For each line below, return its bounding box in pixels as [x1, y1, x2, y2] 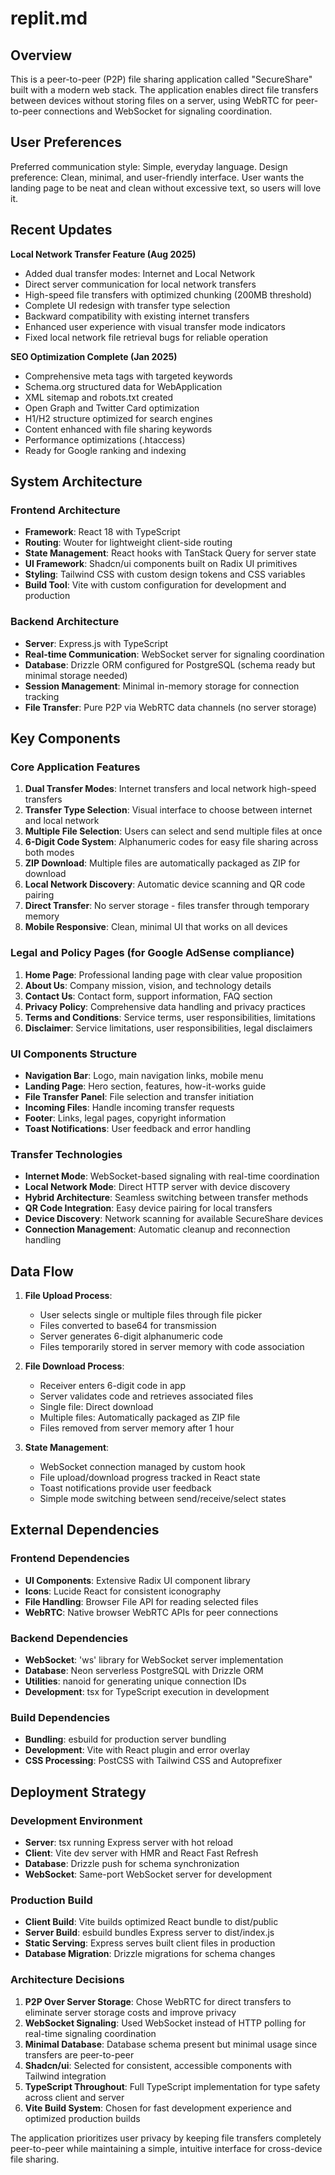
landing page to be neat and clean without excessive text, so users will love [10, 182, 322, 194]
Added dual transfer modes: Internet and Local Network [24, 267, 256, 279]
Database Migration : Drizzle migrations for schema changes [24, 1948, 276, 1960]
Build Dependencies [10, 1710, 111, 1724]
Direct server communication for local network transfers [24, 278, 257, 290]
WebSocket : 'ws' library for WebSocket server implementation [24, 1653, 284, 1666]
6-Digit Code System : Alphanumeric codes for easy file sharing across [24, 836, 319, 848]
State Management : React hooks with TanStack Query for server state [24, 547, 317, 559]
